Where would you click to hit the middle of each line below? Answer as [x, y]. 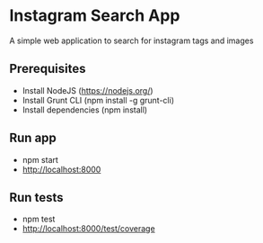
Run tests [36, 198]
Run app [33, 138]
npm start [40, 159]
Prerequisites [48, 69]
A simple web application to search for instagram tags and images [131, 40]
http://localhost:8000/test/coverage [88, 229]
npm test [39, 219]
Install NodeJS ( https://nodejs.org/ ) [88, 90]
